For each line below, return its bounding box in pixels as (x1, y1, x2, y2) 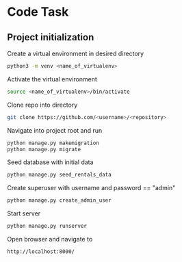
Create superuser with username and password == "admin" (7, 184, 176, 192)
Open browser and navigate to (7, 235, 93, 243)
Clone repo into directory (7, 101, 78, 109)
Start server (7, 209, 41, 218)
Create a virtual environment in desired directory (7, 49, 144, 57)
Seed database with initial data (7, 158, 94, 166)
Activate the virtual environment (7, 75, 98, 83)
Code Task (7, 4, 69, 20)
